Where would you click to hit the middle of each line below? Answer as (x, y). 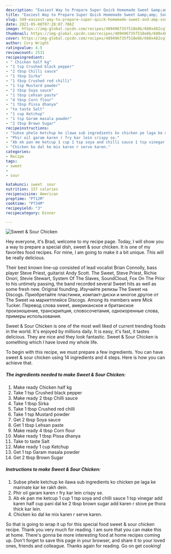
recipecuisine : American (32, 194)
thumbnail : (17, 34)
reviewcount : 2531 (25, 52)
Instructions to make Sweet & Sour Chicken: (53, 469)
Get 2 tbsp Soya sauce (37, 420)
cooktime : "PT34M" (25, 203)
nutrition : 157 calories (32, 189)
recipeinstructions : (28, 128)
